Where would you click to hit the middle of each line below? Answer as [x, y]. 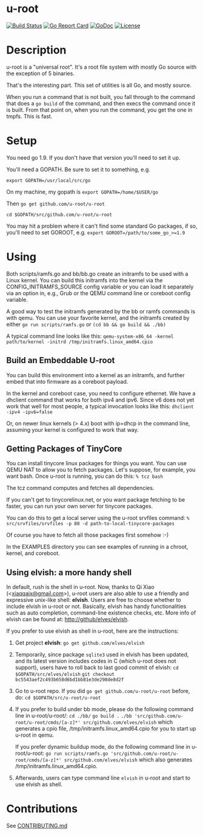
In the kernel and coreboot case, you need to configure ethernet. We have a [101, 393]
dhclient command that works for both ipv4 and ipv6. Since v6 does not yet [100, 400]
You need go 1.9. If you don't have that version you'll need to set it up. [93, 157]
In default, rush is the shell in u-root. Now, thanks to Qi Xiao [80, 587]
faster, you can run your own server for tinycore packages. [80, 506]
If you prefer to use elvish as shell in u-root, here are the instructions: [92, 631]
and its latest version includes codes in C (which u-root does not [96, 661]
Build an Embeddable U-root [61, 360]
